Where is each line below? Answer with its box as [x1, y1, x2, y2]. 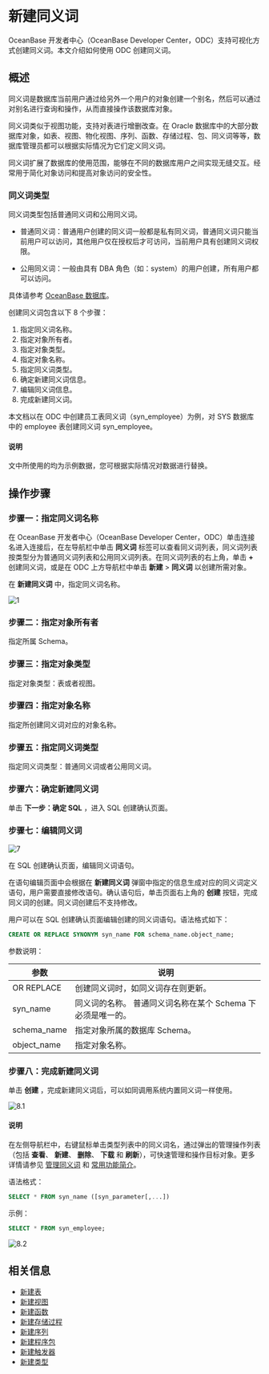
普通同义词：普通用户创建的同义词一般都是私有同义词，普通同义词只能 [19, 227, 252, 236]
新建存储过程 [19, 1316, 62, 1326]
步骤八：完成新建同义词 [8, 1066, 98, 1077]
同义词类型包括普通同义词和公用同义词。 [8, 210, 142, 219]
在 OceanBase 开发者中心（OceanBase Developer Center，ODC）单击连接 [8, 532, 255, 541]
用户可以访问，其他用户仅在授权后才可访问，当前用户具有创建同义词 [26, 237, 252, 247]
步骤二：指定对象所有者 [8, 617, 98, 628]
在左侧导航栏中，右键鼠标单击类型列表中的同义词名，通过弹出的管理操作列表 [8, 1140, 261, 1150]
